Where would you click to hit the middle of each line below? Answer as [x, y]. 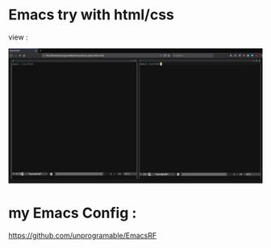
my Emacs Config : [73, 213]
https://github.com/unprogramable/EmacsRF [83, 235]
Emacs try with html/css [92, 15]
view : [18, 37]
